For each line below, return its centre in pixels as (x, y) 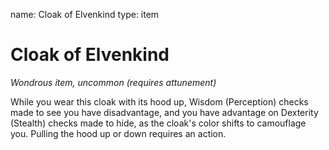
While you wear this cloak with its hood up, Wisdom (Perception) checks (159, 101)
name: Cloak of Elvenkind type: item (85, 14)
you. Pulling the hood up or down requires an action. (118, 133)
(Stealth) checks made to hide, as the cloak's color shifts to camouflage (158, 123)
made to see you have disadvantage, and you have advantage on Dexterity (164, 112)
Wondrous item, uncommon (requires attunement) (113, 82)
